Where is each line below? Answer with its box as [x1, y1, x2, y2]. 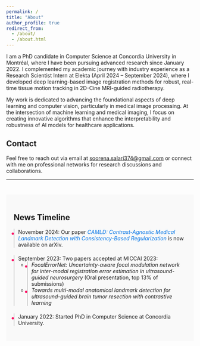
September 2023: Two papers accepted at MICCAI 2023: [18, 255, 158, 262]
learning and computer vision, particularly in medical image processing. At [6, 103, 189, 109]
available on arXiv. [18, 241, 63, 248]
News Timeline [14, 212, 70, 223]
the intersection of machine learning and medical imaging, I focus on [6, 109, 174, 116]
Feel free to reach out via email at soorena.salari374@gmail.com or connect [6, 155, 192, 162]
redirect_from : [6, 25, 44, 32]
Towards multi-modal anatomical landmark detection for [31, 286, 171, 294]
